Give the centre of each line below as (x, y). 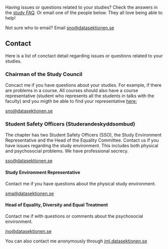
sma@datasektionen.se (30, 193)
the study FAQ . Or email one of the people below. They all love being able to (84, 13)
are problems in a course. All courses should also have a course (72, 91)
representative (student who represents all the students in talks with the (80, 96)
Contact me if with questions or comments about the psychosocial (74, 216)
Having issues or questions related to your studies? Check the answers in (81, 7)
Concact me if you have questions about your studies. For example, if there (83, 85)
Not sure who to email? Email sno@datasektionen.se (60, 28)
